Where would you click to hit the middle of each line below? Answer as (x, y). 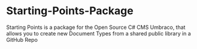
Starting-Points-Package (70, 11)
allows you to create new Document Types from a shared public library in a (99, 33)
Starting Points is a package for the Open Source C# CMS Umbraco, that (96, 27)
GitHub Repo (22, 40)
